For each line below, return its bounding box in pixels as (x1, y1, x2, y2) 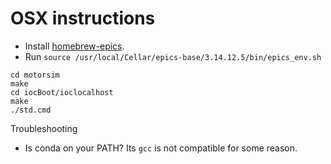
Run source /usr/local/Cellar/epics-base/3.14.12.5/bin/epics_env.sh (24, 50, 322, 62)
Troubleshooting (10, 122, 78, 134)
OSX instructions (10, 7, 156, 30)
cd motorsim (10, 70, 60, 80)
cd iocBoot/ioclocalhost (10, 87, 114, 97)
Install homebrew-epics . (24, 40, 125, 52)
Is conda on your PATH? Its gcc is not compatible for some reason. (24, 142, 298, 154)
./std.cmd (10, 105, 52, 115)
